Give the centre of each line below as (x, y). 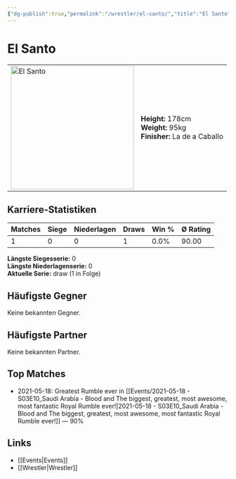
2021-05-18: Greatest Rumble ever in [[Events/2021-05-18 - (104, 391)
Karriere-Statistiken (52, 210)
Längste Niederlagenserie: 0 (50, 266)
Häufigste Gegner (47, 296)
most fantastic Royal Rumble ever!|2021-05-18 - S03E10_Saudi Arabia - (120, 406)
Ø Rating (196, 230)
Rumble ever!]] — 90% (51, 421)
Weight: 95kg (164, 127)
